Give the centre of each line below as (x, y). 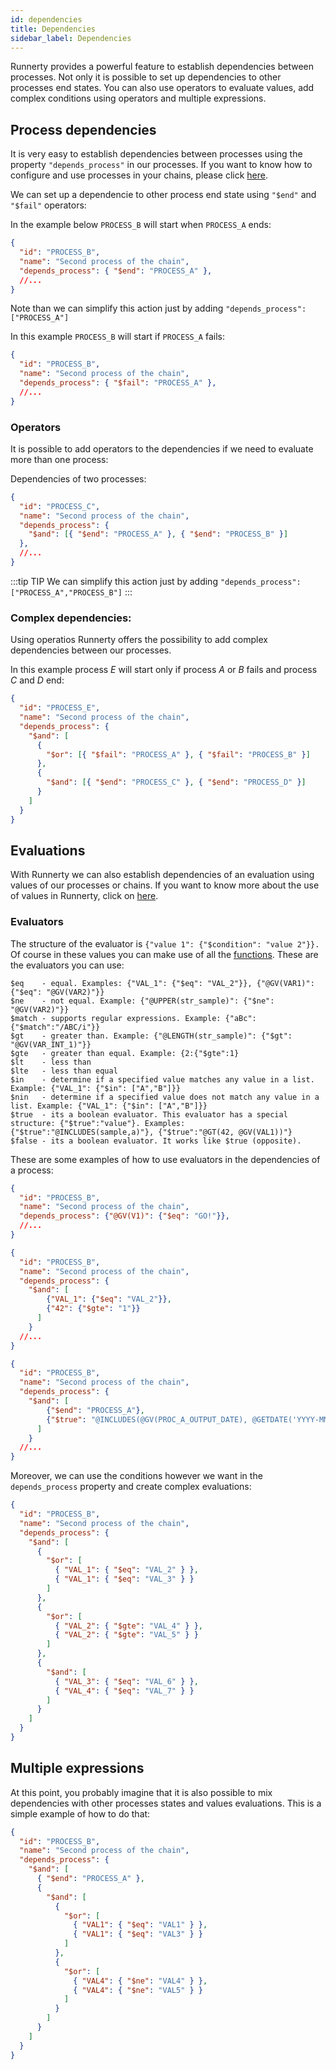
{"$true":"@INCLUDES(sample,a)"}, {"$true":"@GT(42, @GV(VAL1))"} (151, 1132)
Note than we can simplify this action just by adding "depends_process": (158, 308)
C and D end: (37, 680)
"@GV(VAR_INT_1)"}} (51, 1044)
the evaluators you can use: (67, 965)
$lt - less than (51, 1062)
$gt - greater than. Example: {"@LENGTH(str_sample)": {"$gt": (151, 1036)
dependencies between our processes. (91, 650)
